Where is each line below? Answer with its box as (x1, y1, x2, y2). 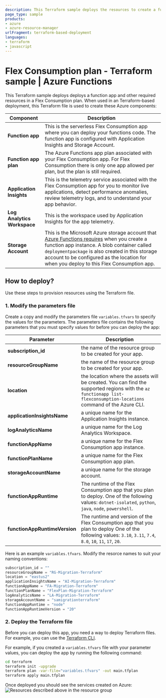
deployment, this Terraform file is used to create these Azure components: (5, 102, 157, 109)
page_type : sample (5, 12, 43, 17)
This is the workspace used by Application (44, 212, 143, 219)
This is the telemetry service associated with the (44, 176, 157, 183)
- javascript (5, 44, 32, 49)
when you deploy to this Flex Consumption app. (44, 260, 155, 267)
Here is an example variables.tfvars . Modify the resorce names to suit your (5, 550, 161, 557)
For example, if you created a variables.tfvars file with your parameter (5, 644, 151, 651)
